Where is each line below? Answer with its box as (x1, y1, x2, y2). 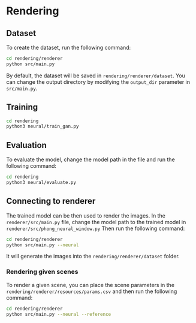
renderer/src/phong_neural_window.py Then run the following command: (6, 225, 185, 232)
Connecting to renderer (6, 196, 96, 206)
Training (6, 102, 38, 112)
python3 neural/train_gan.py (6, 123, 79, 129)
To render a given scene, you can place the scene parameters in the (6, 281, 175, 288)
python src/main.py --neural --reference (6, 311, 111, 317)
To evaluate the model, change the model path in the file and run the (6, 156, 175, 163)
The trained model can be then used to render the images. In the (6, 212, 166, 219)
